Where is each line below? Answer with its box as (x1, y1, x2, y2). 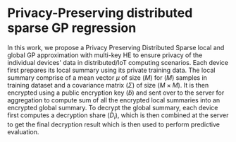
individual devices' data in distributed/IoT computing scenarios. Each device (7, 58, 229, 66)
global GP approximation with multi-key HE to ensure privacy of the (7, 51, 203, 59)
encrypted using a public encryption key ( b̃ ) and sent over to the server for (7, 88, 225, 97)
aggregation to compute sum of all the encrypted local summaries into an (7, 95, 221, 104)
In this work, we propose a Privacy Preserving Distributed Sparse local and (7, 43, 225, 52)
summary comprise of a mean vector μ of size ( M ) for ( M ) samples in (7, 73, 208, 82)
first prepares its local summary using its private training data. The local (7, 66, 216, 74)
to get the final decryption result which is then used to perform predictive (7, 120, 221, 129)
